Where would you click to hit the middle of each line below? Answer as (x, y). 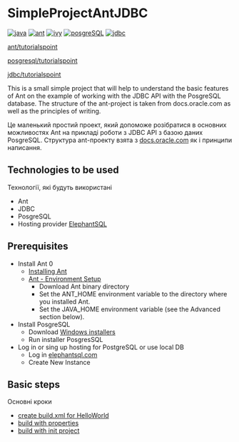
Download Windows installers (72, 332)
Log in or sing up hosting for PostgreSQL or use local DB (101, 347)
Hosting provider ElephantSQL (62, 223)
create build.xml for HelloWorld (63, 416)
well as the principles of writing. (54, 111)
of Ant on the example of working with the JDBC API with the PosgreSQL (114, 96)
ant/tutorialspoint (33, 46)
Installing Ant (48, 271)
